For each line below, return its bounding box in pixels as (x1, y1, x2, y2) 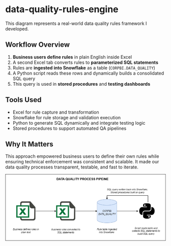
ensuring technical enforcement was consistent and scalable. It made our (5, 159, 159, 165)
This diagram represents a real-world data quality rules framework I (5, 20, 147, 26)
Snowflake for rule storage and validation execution (12, 114, 121, 120)
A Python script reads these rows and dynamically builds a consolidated (12, 70, 164, 76)
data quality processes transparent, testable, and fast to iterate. (5, 164, 138, 170)
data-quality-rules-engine (5, 4, 119, 15)
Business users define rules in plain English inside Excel (12, 54, 132, 60)
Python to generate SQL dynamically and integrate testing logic (12, 120, 146, 126)
